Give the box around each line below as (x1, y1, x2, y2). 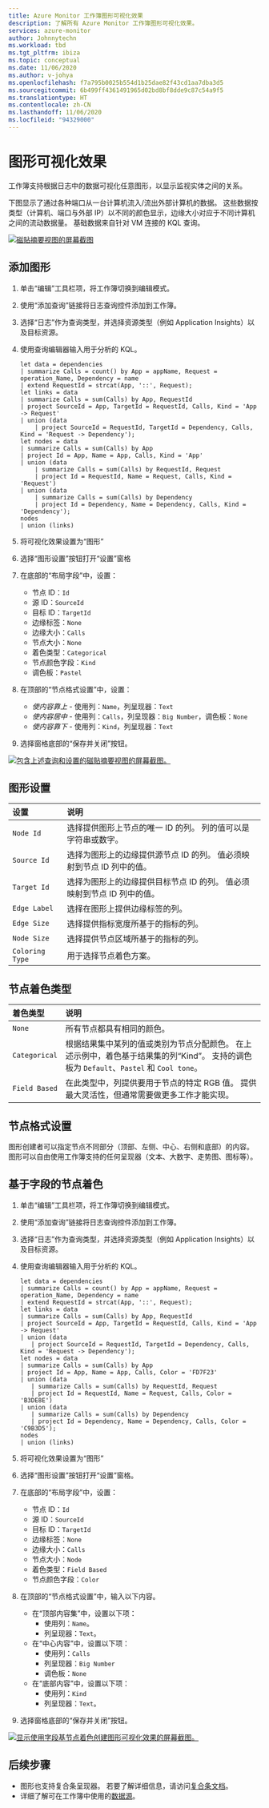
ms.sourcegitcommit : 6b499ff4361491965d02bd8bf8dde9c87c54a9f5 (8, 86, 224, 94)
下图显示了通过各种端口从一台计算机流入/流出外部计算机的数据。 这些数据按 (8, 198, 259, 207)
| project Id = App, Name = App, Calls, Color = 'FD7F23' (19, 1368, 218, 1377)
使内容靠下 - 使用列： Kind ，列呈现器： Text (31, 721, 174, 731)
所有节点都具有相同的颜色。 (65, 1024, 171, 1035)
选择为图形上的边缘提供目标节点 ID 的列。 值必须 (66, 876, 250, 888)
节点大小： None (31, 637, 82, 647)
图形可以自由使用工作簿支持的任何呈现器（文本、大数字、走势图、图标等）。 (8, 1152, 258, 1161)
